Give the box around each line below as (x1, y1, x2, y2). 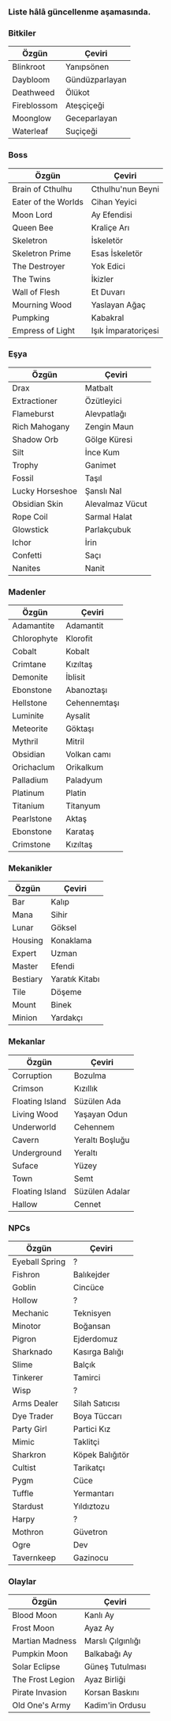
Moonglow (12, 113, 52, 124)
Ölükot (65, 87, 90, 98)
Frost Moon (12, 1623, 55, 1634)
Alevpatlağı (84, 408, 127, 419)
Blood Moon (12, 1610, 58, 1621)
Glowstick (12, 524, 49, 535)
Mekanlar (8, 1036, 46, 1047)
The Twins (12, 273, 51, 284)
